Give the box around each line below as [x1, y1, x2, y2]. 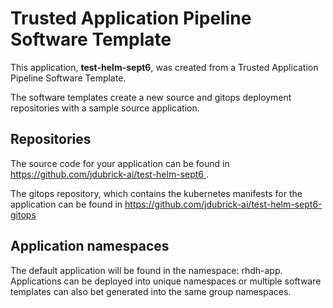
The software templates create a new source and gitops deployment [10, 91, 292, 103]
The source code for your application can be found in [10, 157, 230, 169]
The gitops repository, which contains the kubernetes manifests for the [10, 187, 303, 199]
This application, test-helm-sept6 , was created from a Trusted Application [10, 61, 319, 73]
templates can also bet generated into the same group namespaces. [10, 285, 292, 297]
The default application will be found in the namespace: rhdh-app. [10, 264, 283, 276]
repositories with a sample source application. [10, 102, 200, 114]
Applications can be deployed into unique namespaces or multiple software [10, 275, 322, 287]
